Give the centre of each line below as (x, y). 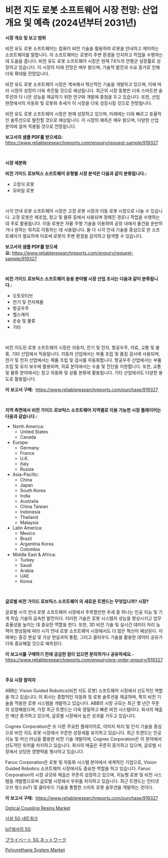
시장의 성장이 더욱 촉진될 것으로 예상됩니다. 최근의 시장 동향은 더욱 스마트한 (84, 90)
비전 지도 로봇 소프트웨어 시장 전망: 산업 (82, 10)
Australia (29, 501)
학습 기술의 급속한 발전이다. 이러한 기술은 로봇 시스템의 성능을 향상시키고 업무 (86, 618)
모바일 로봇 (23, 190)
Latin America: (27, 528)
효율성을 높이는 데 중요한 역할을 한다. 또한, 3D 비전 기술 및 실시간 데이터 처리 (80, 624)
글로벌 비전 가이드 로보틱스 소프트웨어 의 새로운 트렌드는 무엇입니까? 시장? (77, 601)
